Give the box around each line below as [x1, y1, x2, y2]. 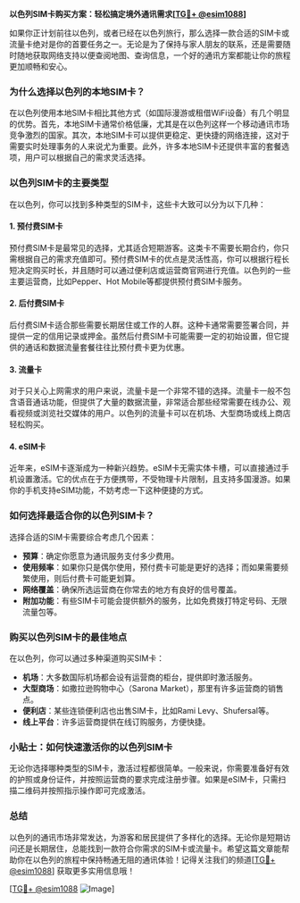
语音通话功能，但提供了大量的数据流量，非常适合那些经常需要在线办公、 [16, 397, 283, 407]
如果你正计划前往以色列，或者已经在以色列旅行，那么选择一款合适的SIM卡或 [9, 28, 290, 38]
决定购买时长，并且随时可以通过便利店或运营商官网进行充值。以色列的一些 [16, 264, 291, 275]
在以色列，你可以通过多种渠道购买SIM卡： [9, 653, 165, 664]
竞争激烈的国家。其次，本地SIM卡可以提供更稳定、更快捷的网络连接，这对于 [9, 130, 290, 141]
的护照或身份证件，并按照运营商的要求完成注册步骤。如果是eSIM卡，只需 [9, 774, 279, 785]
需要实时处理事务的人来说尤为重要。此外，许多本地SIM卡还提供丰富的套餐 [9, 141, 282, 152]
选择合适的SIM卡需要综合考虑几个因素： [9, 531, 157, 542]
